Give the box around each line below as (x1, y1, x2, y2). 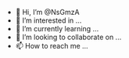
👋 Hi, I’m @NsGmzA (15, 8, 80, 16)
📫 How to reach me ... (15, 42, 88, 50)
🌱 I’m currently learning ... (15, 24, 99, 33)
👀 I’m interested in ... (15, 16, 82, 25)
